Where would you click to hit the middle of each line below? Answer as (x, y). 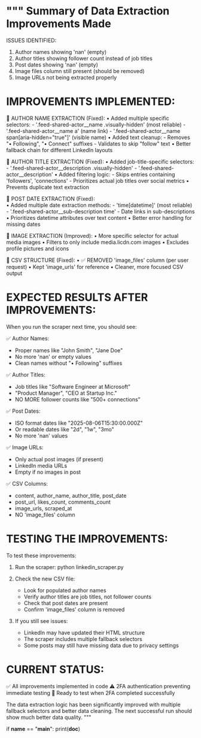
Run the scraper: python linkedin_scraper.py (69, 567)
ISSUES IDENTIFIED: (31, 40)
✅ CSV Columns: (27, 483)
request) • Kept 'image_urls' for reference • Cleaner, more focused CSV (95, 267)
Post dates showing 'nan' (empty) (57, 65)
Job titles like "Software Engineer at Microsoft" (73, 386)
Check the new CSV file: (45, 579)
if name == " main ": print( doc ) (43, 728)
